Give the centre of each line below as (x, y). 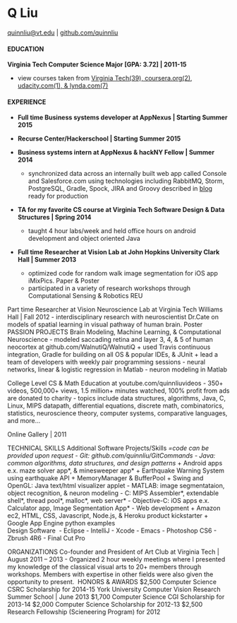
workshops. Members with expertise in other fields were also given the (110, 574)
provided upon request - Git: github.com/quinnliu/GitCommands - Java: (111, 456)
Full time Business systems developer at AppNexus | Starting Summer (122, 117)
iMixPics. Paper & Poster (64, 281)
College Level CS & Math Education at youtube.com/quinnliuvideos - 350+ (115, 384)
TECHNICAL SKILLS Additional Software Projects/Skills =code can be (108, 448)
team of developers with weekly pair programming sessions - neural (107, 362)
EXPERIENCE (27, 102)
